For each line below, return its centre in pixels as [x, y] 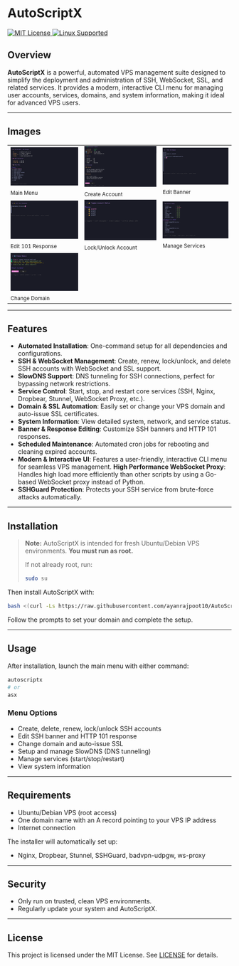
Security [27, 884]
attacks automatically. [49, 497]
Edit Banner [177, 192]
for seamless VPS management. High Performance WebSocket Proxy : [122, 467]
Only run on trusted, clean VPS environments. [85, 901]
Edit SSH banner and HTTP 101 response [77, 736]
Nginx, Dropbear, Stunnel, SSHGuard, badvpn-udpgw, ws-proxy [112, 855]
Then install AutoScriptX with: [51, 593]
